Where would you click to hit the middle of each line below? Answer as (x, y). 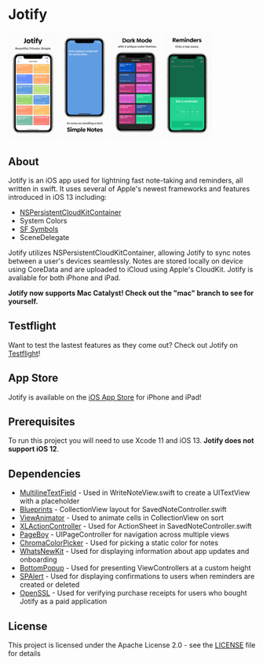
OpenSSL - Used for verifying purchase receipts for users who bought (133, 593)
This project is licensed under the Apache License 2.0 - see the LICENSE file (132, 645)
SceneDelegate (44, 237)
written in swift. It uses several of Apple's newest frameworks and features (129, 188)
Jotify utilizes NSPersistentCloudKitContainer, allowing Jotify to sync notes (130, 253)
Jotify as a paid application (63, 601)
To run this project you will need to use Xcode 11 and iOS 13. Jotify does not (131, 441)
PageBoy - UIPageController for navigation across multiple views (124, 535)
